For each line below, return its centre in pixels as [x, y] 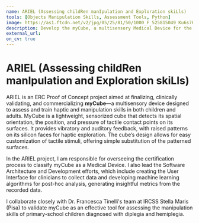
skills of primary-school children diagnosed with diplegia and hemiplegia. [95, 214]
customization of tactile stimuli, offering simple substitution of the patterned [99, 141]
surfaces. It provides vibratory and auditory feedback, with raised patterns [97, 128]
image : [14, 22]
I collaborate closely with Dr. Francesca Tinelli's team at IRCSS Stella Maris [97, 201]
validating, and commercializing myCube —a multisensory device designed [98, 103]
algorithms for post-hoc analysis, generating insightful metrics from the [93, 183]
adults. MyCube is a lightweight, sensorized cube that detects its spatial [94, 116]
